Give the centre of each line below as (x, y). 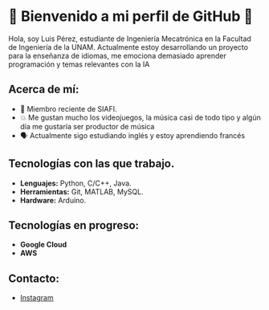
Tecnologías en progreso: (73, 225)
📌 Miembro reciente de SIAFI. (69, 108)
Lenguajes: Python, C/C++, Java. (75, 183)
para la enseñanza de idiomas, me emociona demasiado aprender (118, 55)
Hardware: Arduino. (53, 200)
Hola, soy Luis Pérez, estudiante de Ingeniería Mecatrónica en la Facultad (130, 39)
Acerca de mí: (44, 90)
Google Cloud (43, 245)
